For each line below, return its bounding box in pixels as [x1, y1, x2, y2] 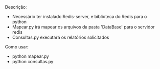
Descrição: [5, 4, 27, 10]
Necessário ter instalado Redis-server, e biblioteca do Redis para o [12, 14, 147, 19]
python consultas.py [12, 59, 54, 64]
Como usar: [5, 44, 29, 49]
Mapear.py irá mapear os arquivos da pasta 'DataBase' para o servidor [12, 24, 155, 30]
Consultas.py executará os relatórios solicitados [12, 34, 109, 40]
